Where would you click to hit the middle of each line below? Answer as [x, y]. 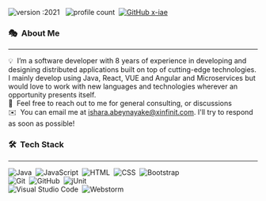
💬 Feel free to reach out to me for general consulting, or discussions [120, 104]
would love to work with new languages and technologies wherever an [123, 86]
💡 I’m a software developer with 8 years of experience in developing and [127, 61]
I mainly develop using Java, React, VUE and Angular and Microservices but [132, 78]
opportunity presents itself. [52, 95]
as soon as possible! [42, 123]
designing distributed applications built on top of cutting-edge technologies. [133, 70]
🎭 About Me [34, 33]
